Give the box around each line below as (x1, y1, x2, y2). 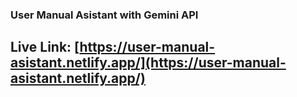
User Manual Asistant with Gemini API (10, 8, 199, 22)
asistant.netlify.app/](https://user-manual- (10, 54, 287, 72)
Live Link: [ (10, 39, 80, 56)
